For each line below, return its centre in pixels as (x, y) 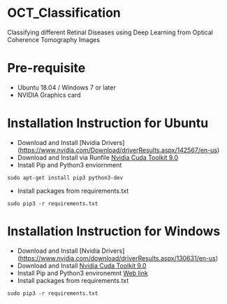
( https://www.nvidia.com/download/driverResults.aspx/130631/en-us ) (118, 258)
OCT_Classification (64, 13)
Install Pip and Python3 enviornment (69, 165)
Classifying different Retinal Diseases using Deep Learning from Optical (110, 32)
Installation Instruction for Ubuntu (108, 123)
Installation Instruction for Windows (114, 231)
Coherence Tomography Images (53, 39)
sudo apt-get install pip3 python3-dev (65, 178)
